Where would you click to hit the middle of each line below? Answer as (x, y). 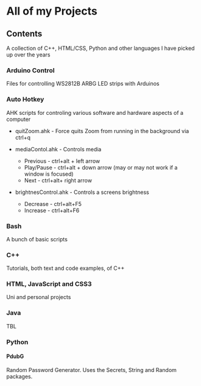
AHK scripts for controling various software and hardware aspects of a (95, 112)
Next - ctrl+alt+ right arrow (58, 180)
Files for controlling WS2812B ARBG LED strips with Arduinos (83, 84)
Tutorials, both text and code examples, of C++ (65, 268)
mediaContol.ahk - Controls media (58, 149)
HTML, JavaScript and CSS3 (49, 284)
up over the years (28, 55)
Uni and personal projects (39, 297)
